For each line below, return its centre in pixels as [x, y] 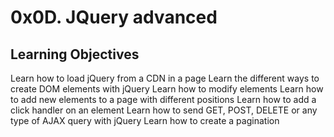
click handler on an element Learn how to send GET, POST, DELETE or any [164, 110]
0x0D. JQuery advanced [114, 17]
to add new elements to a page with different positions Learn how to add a [163, 99]
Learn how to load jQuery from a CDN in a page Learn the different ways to [165, 78]
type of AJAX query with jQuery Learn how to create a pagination [145, 120]
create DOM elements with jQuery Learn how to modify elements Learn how [167, 89]
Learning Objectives [75, 54]
